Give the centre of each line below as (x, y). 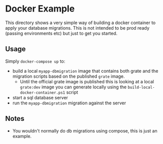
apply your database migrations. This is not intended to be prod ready (77, 28)
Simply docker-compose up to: (35, 61)
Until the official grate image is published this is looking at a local (87, 81)
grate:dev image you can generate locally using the (73, 87)
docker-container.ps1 (42, 93)
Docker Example (40, 9)
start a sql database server (40, 97)
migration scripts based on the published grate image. (69, 76)
